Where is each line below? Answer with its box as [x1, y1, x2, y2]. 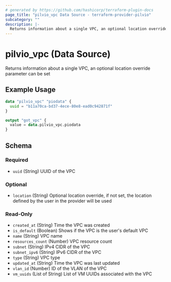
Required [5, 157, 28, 164]
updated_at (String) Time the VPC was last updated [12, 260, 120, 266]
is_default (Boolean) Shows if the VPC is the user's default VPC [12, 227, 149, 234]
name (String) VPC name [12, 233, 63, 239]
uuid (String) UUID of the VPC [12, 168, 75, 174]
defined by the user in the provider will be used [12, 198, 112, 204]
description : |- [5, 21, 40, 27]
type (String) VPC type [12, 254, 60, 261]
